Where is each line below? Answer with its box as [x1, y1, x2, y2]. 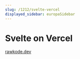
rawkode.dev [5, 49, 32, 55]
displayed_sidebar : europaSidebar [5, 12, 76, 17]
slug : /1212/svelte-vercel [5, 7, 60, 12]
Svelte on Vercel [5, 33, 73, 44]
